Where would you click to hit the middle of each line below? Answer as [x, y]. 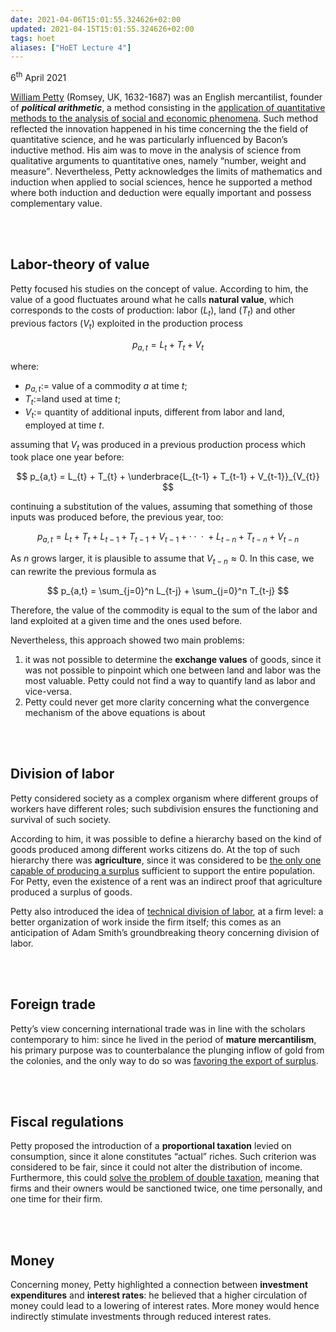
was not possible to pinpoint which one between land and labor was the [173, 670]
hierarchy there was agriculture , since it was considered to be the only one [166, 860]
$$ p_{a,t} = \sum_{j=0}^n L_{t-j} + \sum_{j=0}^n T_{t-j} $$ [168, 590]
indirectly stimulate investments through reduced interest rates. [141, 1317]
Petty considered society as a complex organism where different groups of [164, 798]
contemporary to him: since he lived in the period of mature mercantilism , [163, 1039]
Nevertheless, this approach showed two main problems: [127, 640]
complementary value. [56, 203]
